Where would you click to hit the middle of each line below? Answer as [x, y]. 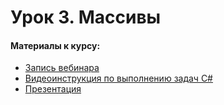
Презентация [53, 89]
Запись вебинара [62, 68]
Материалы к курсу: [55, 45]
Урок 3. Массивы [86, 17]
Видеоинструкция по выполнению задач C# [118, 78]
